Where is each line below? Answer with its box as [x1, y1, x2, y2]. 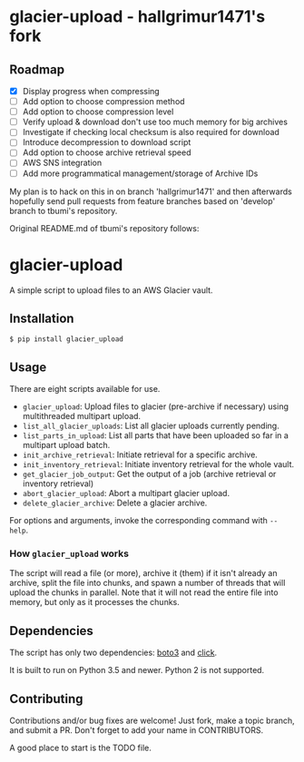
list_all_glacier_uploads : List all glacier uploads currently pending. [22, 420, 279, 432]
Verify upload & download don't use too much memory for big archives [22, 116, 289, 128]
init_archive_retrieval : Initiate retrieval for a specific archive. [22, 449, 259, 460]
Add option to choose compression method [22, 96, 185, 107]
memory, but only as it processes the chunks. [9, 597, 180, 608]
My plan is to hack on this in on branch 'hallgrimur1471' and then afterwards [9, 186, 292, 197]
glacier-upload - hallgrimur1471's [9, 6, 266, 27]
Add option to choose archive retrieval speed [22, 147, 191, 158]
